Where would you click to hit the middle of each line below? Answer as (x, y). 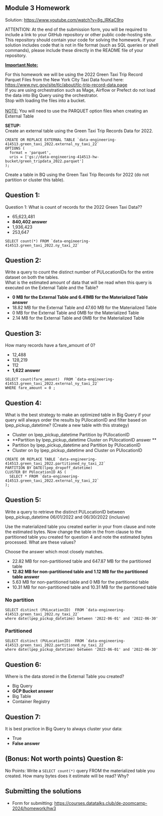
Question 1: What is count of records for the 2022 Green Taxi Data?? (74, 207)
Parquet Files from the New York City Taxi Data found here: (64, 79)
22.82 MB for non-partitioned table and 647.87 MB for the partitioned (81, 561)
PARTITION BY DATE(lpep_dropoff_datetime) (49, 468)
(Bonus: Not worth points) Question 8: (64, 759)
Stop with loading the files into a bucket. (46, 100)
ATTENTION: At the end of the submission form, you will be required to (76, 29)
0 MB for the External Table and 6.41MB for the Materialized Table (80, 297)
